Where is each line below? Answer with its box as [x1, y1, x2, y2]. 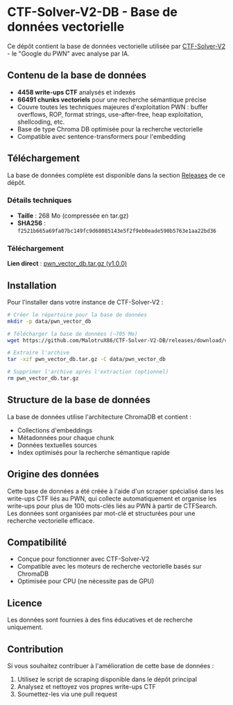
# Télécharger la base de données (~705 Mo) [7, 330, 138, 337]
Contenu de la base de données [7, 70, 147, 81]
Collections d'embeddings [17, 426, 92, 435]
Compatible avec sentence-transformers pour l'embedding [17, 132, 186, 140]
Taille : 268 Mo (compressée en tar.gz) [17, 211, 129, 220]
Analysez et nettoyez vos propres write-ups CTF [17, 683, 156, 691]
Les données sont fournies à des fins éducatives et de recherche [7, 616, 193, 624]
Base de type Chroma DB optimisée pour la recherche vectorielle [17, 124, 203, 133]
